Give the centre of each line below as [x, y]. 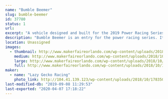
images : [13, 47]
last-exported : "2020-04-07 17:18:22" [45, 89]
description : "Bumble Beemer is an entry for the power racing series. [81, 38]
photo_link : [26, 79]
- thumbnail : [23, 51]
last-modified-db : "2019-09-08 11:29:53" [49, 84]
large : [21, 61]
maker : [12, 70]
